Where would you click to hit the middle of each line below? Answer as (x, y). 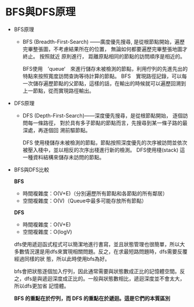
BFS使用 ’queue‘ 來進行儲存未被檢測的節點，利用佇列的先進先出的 (105, 68)
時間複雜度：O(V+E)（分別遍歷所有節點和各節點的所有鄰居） (95, 193)
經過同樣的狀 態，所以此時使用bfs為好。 (62, 258)
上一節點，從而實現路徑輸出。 (58, 91)
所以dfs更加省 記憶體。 (41, 286)
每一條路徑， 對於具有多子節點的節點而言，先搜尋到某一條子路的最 (107, 123)
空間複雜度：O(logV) (47, 232)
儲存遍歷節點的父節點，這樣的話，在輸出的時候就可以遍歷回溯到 (110, 83)
